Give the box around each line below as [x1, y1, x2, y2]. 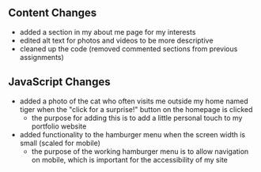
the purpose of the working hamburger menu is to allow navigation [31, 146, 249, 156]
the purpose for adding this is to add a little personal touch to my [31, 113, 243, 122]
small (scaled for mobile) [19, 138, 101, 148]
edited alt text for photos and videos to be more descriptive [19, 36, 214, 45]
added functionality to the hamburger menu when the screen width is [19, 129, 246, 139]
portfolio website [31, 122, 87, 131]
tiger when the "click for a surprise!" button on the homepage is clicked [19, 104, 253, 114]
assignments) [19, 52, 65, 62]
